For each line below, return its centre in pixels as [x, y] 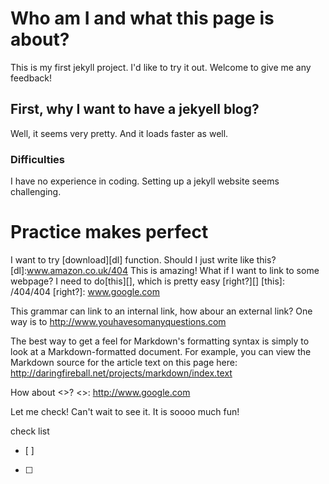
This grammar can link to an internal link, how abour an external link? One [161, 311]
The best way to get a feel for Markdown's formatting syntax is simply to [160, 341]
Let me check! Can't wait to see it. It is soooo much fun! [125, 411]
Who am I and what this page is [142, 18]
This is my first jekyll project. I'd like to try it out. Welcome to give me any [161, 67]
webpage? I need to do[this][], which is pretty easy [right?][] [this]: [148, 281]
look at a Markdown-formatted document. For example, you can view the [161, 351]
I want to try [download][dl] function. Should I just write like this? [143, 259]
